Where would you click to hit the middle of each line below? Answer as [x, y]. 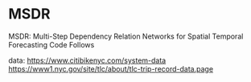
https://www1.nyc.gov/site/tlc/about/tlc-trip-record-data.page [111, 68]
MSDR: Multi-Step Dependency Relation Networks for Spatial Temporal [126, 36]
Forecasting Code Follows [51, 44]
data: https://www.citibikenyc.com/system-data [87, 60]
